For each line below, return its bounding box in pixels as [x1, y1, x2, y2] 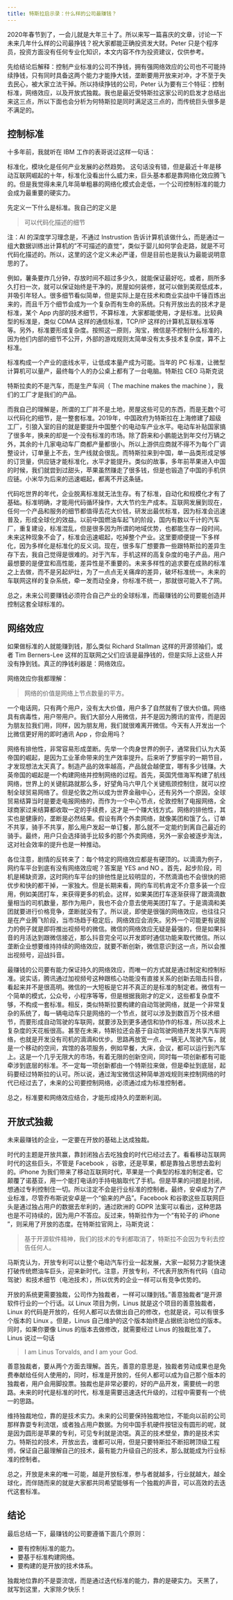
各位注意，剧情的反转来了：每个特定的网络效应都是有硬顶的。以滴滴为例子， [7, 855, 226, 863]
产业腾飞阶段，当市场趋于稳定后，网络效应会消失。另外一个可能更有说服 [19, 916, 226, 925]
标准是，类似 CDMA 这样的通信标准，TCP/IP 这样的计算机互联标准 [19, 317, 209, 326]
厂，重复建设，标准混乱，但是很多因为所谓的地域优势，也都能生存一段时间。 [7, 525, 226, 533]
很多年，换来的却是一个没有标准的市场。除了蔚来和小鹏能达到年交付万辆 [12, 431, 220, 440]
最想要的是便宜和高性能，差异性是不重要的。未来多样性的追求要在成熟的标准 [7, 559, 226, 568]
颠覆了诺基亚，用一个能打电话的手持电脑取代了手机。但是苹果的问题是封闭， [7, 1176, 226, 1185]
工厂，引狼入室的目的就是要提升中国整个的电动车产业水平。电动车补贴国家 [7, 422, 220, 431]
